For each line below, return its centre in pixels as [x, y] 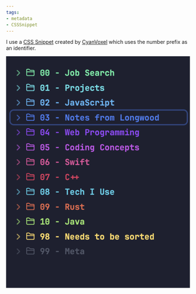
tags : [13, 12]
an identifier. [21, 48]
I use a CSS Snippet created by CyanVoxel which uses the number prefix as [97, 42]
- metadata [19, 18]
